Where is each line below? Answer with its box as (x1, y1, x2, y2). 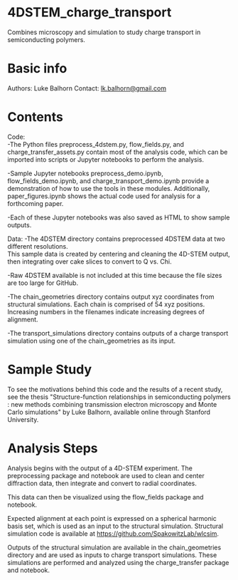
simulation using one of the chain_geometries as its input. (7, 336, 176, 345)
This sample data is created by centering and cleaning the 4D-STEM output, (7, 249, 231, 258)
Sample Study (7, 361, 92, 378)
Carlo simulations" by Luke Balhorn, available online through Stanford (7, 408, 211, 416)
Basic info (7, 61, 67, 77)
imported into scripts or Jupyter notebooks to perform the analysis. (7, 155, 205, 164)
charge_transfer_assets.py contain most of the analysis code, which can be (7, 147, 228, 156)
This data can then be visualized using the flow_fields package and (7, 492, 204, 501)
